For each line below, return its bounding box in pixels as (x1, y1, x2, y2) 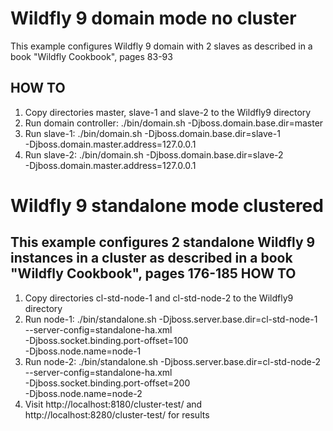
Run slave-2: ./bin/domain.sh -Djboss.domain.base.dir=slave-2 (24, 148, 284, 161)
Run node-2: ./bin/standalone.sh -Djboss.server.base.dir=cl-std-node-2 (24, 355, 322, 367)
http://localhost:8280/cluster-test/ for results (24, 408, 210, 421)
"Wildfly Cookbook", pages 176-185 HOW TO (10, 265, 297, 282)
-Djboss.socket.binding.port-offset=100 (24, 334, 189, 346)
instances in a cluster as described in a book (10, 250, 293, 267)
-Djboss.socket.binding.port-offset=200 (24, 377, 191, 389)
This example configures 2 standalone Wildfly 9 (10, 234, 316, 251)
